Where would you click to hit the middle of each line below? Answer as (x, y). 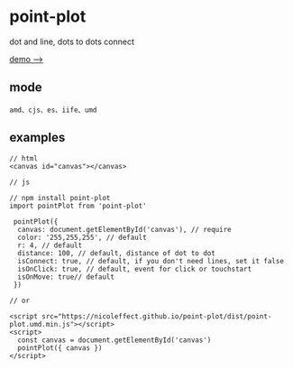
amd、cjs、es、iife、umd (53, 110)
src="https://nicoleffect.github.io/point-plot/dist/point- (157, 316)
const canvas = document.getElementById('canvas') (114, 340)
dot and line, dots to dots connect (72, 42)
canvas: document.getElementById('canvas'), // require (124, 229)
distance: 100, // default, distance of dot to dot (117, 253)
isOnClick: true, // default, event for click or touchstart (135, 269)
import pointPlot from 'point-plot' (78, 206)
